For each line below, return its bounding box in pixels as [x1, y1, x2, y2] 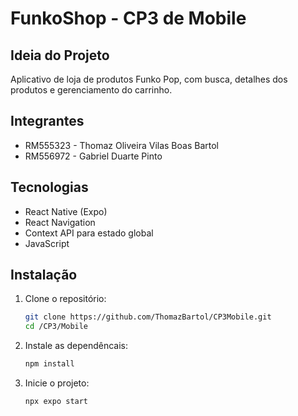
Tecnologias [10, 179, 89, 196]
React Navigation [24, 216, 96, 228]
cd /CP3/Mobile [24, 322, 89, 332]
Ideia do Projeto [10, 47, 110, 64]
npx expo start [24, 397, 89, 407]
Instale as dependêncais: [24, 340, 128, 352]
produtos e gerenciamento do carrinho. [10, 84, 173, 96]
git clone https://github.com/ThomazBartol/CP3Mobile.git [24, 312, 272, 322]
